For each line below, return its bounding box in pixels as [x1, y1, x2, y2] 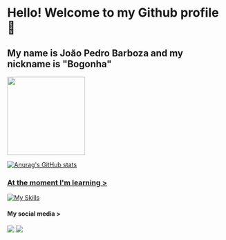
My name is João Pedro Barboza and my [7, 47, 183, 59]
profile [180, 5, 219, 21]
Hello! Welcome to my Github [7, 5, 178, 21]
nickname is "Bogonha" [7, 58, 112, 70]
